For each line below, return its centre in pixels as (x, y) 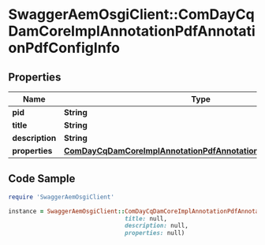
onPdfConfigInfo (64, 48)
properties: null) (155, 233)
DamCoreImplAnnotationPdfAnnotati (132, 31)
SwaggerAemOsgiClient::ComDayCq (131, 15)
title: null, (146, 218)
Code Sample (42, 179)
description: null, (157, 226)
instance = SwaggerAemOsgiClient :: (67, 211)
